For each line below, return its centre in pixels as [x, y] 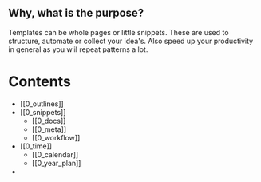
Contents [40, 81]
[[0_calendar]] [55, 154]
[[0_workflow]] [56, 137]
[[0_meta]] [49, 129]
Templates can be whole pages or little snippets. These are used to [119, 32]
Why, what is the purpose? [76, 13]
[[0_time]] [36, 146]
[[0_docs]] [49, 121]
